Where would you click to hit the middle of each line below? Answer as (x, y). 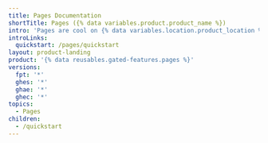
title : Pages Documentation (55, 15)
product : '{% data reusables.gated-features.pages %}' (101, 60)
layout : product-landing (49, 52)
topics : (21, 104)
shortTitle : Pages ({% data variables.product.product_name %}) (117, 23)
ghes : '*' (32, 82)
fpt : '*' (30, 75)
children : (25, 119)
